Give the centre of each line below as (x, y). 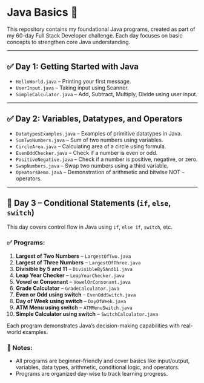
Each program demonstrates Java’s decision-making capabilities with (94, 326)
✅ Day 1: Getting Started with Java (73, 67)
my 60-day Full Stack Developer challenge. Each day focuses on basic (95, 35)
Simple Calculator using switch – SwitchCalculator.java (87, 313)
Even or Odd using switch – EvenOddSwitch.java (76, 294)
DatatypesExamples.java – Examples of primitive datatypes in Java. (99, 133)
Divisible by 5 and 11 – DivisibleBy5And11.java (74, 269)
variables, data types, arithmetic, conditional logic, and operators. (97, 367)
